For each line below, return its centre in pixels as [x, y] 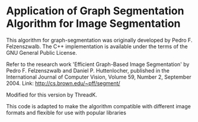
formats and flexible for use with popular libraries [66, 112]
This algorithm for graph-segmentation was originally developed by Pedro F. [99, 40]
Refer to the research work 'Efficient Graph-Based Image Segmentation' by [98, 64]
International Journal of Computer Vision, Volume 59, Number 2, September [99, 77]
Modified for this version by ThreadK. [52, 95]
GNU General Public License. [41, 52]
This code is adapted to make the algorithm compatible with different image [98, 106]
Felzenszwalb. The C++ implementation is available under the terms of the [97, 46]
